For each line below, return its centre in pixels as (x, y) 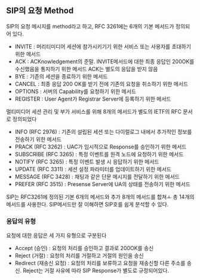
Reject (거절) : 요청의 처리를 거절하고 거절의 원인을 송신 (79, 255)
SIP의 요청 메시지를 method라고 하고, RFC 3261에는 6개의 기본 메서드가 (90, 26)
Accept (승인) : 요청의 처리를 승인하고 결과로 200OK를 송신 (84, 248)
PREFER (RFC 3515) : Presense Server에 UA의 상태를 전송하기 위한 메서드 (103, 184)
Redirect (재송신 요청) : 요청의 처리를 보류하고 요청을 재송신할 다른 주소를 (100, 263)
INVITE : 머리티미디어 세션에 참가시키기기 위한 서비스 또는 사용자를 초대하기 (103, 46)
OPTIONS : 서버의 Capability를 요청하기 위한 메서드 (75, 91)
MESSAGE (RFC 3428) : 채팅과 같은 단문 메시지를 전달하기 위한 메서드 (97, 176)
